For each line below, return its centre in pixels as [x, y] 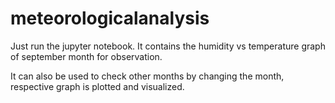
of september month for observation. [86, 56]
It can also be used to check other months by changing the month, [147, 76]
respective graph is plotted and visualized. [97, 86]
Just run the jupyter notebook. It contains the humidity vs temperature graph [168, 46]
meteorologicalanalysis [110, 18]
